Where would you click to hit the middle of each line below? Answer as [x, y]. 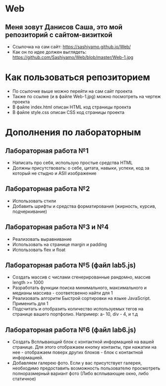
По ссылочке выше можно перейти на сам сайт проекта [72, 91]
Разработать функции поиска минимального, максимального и [80, 288]
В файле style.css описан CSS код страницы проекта [68, 112]
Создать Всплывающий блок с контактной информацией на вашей [83, 342]
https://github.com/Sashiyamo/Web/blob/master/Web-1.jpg [73, 57]
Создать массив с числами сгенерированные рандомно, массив [81, 277]
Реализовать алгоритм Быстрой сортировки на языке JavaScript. [82, 298]
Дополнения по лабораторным [73, 133]
